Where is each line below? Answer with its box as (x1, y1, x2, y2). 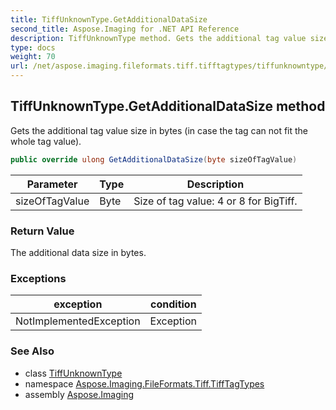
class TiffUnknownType (24, 367, 123, 379)
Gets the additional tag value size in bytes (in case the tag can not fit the (10, 124, 309, 136)
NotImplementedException (15, 314, 141, 328)
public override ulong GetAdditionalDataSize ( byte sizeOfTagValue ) (10, 154, 298, 165)
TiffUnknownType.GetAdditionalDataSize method (10, 98, 326, 115)
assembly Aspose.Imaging (24, 388, 135, 400)
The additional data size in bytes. (10, 246, 147, 258)
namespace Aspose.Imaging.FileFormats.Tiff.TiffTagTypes (24, 377, 265, 390)
